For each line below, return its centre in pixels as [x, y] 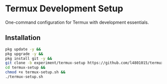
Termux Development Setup [64, 9]
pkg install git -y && [29, 58]
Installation [23, 38]
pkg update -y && [23, 49]
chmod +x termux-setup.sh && [35, 72]
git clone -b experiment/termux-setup [45, 63]
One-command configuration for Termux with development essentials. [77, 22]
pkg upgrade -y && [24, 54]
